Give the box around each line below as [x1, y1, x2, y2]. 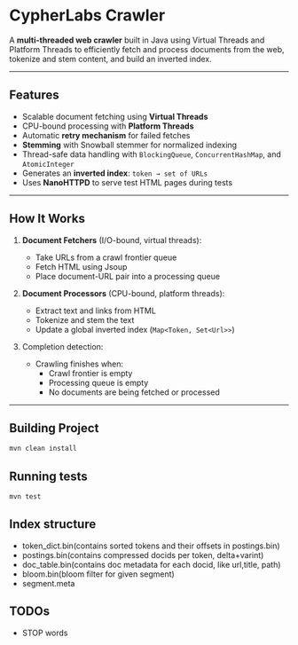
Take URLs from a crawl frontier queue [35, 252, 177, 263]
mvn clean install [9, 444, 77, 453]
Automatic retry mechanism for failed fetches [21, 130, 191, 140]
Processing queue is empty [48, 377, 149, 388]
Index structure [9, 516, 97, 532]
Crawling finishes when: [35, 358, 124, 369]
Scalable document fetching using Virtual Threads [21, 111, 208, 122]
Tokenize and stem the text [35, 314, 135, 325]
